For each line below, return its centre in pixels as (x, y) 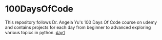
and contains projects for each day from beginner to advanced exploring (78, 27)
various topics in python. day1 (35, 32)
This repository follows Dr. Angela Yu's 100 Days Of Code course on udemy (81, 22)
